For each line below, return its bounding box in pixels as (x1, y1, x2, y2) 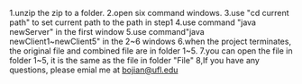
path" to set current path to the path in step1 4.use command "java (9, 17, 257, 28)
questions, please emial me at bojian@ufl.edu (9, 64, 178, 75)
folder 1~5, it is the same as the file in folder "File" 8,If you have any (9, 55, 260, 65)
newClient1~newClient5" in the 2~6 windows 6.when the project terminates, (9, 36, 291, 46)
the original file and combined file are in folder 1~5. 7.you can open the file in (9, 46, 293, 56)
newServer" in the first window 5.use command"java (9, 27, 205, 37)
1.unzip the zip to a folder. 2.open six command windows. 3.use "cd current (9, 8, 289, 18)
